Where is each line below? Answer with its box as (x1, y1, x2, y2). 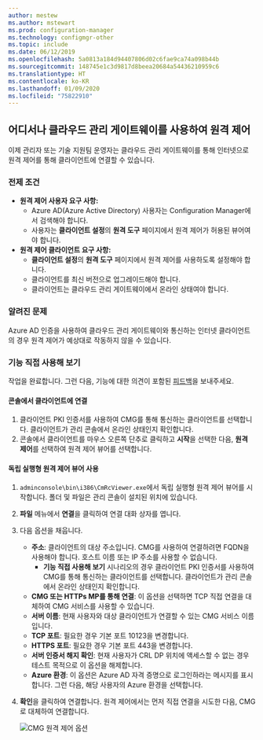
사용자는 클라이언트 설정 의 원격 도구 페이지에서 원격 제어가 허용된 (31, 226, 230, 235)
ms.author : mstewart (8, 19, 76, 27)
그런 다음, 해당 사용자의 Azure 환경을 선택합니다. (54, 680, 203, 690)
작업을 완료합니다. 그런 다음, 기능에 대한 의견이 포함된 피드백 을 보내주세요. (8, 376, 234, 385)
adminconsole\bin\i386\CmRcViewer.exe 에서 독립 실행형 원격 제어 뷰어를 (19, 483, 245, 492)
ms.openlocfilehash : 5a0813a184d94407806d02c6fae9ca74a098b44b (8, 56, 220, 64)
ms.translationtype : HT (8, 70, 86, 78)
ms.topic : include (8, 41, 68, 49)
